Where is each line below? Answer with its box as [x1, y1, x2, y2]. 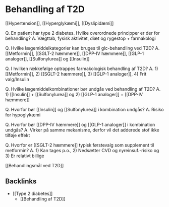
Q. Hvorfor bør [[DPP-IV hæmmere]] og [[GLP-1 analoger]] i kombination [5, 121, 155, 127]
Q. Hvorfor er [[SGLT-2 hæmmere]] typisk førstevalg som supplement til [5, 142, 154, 148]
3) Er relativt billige [5, 153, 44, 159]
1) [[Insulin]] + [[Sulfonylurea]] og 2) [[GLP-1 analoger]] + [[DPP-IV [5, 91, 143, 97]
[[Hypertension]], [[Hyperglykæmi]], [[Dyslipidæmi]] [5, 20, 114, 26]
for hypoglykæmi [5, 112, 41, 118]
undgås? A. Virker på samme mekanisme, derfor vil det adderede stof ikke [5, 127, 160, 133]
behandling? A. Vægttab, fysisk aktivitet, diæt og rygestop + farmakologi [5, 35, 156, 41]
